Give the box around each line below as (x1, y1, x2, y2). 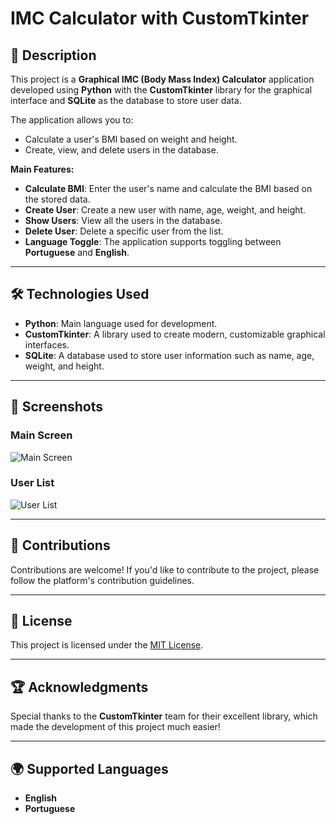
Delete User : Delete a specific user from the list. (24, 225, 224, 237)
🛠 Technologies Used (10, 286, 150, 303)
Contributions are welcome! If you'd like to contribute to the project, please (10, 563, 320, 576)
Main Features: (10, 163, 75, 175)
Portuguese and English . (24, 247, 130, 258)
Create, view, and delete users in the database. (24, 144, 219, 156)
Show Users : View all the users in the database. (24, 215, 223, 226)
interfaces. (24, 338, 70, 351)
